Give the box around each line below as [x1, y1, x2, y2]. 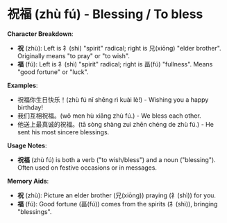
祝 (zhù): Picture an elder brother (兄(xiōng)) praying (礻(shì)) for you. [17, 191, 217, 199]
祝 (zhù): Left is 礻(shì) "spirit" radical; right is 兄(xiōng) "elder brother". [17, 44, 221, 52]
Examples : [7, 81, 38, 89]
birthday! [17, 103, 44, 111]
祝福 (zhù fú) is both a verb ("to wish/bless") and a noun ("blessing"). [17, 155, 217, 163]
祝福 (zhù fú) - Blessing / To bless [7, 6, 203, 22]
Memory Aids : [7, 177, 49, 185]
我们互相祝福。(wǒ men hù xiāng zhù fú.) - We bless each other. [17, 111, 201, 120]
